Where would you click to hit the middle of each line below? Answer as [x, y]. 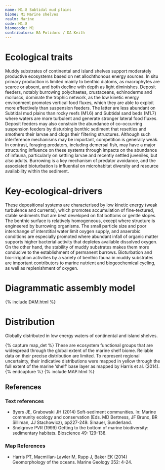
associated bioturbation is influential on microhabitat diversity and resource [82, 166]
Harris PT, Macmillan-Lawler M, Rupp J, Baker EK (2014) [70, 457]
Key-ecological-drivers [54, 191]
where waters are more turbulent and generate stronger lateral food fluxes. [82, 118]
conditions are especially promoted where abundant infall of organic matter [82, 236]
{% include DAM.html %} [30, 302]
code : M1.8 [16, 24]
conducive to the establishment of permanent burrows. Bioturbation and [79, 252]
